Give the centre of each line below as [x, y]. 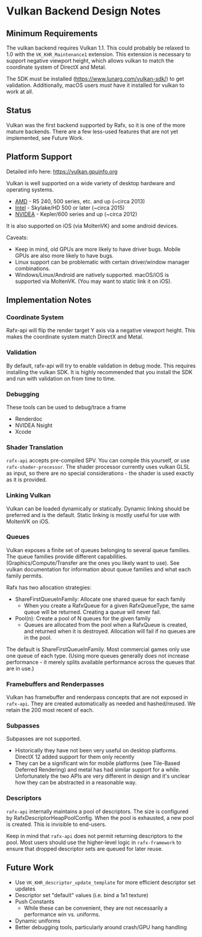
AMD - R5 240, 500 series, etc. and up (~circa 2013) [80, 201]
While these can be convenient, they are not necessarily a [96, 908]
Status [19, 111]
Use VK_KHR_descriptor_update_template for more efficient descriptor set [105, 882]
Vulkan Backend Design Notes [84, 11]
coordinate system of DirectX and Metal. [56, 67]
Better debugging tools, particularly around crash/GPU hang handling [101, 927]
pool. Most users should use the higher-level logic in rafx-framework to [94, 842]
